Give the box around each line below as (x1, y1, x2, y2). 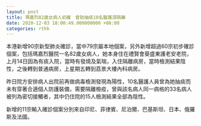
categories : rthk (6, 25, 50, 32)
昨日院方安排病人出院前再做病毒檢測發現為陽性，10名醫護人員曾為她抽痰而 (6, 78, 191, 85)
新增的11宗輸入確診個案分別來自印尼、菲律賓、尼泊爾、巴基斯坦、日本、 (6, 106, 185, 113)
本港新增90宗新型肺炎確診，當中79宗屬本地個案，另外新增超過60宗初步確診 (6, 43, 194, 50)
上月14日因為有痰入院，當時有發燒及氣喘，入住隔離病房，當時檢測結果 (6, 58, 181, 65)
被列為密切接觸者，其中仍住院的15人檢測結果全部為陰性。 (6, 93, 149, 100)
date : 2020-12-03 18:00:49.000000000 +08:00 (6, 20, 120, 26)
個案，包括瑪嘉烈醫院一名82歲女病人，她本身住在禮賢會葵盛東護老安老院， (6, 50, 193, 58)
